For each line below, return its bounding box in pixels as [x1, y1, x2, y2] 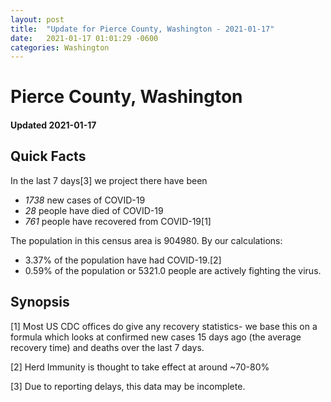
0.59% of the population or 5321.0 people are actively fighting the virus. [24, 264, 322, 276]
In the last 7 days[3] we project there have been [10, 174, 208, 186]
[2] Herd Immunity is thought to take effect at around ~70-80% [10, 361, 270, 373]
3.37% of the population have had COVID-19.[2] [24, 254, 222, 266]
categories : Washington [10, 42, 110, 53]
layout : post [10, 14, 65, 25]
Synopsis [10, 294, 70, 311]
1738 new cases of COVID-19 [24, 194, 146, 206]
